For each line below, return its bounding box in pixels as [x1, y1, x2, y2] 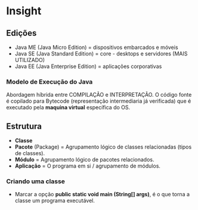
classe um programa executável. [14, 197, 95, 204]
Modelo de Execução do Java [6, 78, 93, 86]
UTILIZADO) [14, 57, 45, 63]
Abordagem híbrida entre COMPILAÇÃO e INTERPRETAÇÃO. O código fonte [6, 91, 192, 98]
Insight [6, 4, 42, 18]
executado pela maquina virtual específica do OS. [6, 104, 131, 111]
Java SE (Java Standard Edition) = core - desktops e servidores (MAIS [14, 50, 188, 57]
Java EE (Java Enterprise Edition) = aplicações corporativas [14, 63, 162, 70]
